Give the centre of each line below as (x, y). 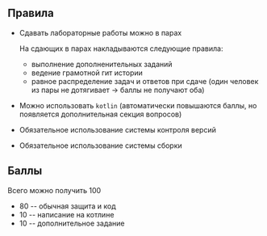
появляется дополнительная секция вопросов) (100, 114)
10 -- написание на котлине (67, 214)
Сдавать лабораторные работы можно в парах (100, 32)
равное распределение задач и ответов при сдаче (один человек (145, 81)
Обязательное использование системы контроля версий (118, 129)
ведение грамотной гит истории (87, 73)
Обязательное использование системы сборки (100, 145)
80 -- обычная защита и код (67, 206)
